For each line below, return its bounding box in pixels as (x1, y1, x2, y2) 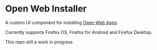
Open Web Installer (5, 3, 87, 14)
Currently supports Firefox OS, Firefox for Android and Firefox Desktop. (5, 29, 152, 35)
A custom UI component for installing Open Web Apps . (5, 19, 118, 25)
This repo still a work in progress (5, 38, 73, 45)
